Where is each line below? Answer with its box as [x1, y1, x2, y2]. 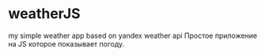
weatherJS [8, 5, 81, 23]
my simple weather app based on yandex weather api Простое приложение [8, 31, 258, 40]
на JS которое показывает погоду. [8, 39, 125, 48]
